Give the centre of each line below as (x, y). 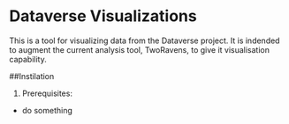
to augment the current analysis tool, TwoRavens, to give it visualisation (140, 49)
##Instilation (32, 76)
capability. (28, 59)
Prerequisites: (47, 93)
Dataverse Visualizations (103, 16)
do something (47, 110)
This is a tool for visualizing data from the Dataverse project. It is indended (144, 40)
